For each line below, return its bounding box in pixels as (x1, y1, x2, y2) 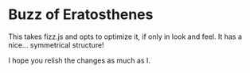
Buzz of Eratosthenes (8, 6, 154, 24)
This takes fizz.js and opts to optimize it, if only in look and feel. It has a (8, 32, 243, 41)
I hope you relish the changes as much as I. (8, 56, 151, 65)
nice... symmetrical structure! (8, 40, 105, 49)
